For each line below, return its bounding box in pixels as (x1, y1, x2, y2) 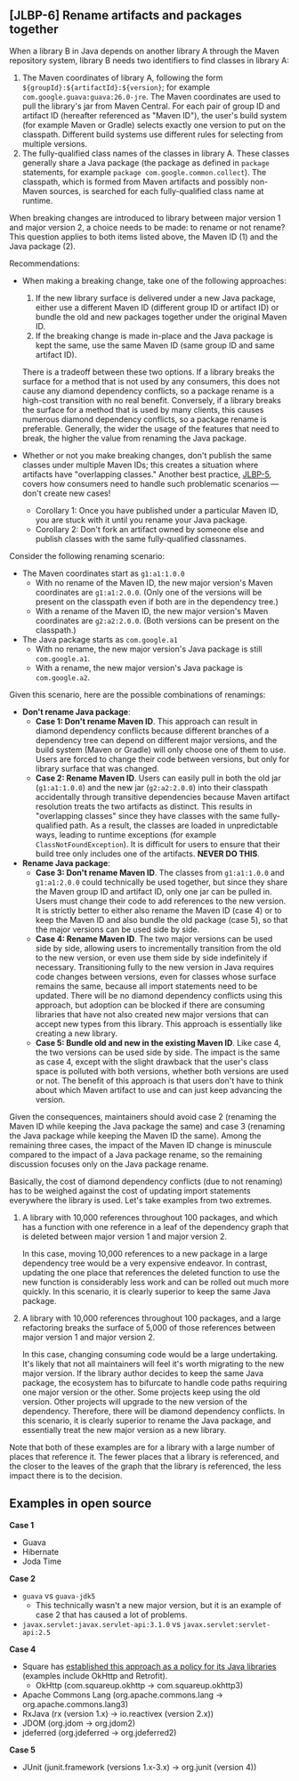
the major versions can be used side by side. (35, 924, 200, 935)
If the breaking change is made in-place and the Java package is (35, 330, 274, 341)
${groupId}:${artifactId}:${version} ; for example (21, 81, 211, 93)
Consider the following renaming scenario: (9, 550, 165, 561)
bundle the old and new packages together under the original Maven (35, 312, 287, 322)
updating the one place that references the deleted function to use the (21, 1267, 280, 1277)
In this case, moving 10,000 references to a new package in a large (21, 1248, 269, 1259)
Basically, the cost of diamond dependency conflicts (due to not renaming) (9, 1176, 283, 1186)
